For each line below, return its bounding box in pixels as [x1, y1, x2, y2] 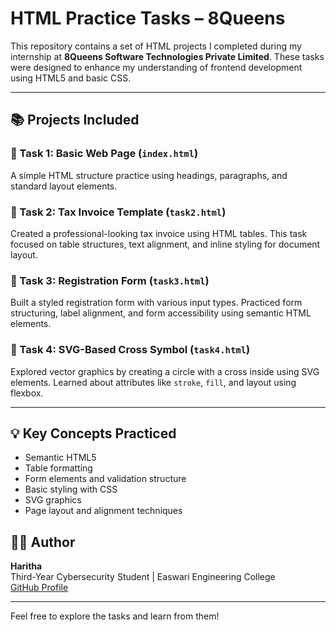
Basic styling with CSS [24, 483, 118, 496]
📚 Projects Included [10, 112, 140, 129]
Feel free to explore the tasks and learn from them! [10, 610, 220, 622]
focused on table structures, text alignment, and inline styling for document [10, 238, 321, 250]
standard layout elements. [10, 180, 118, 192]
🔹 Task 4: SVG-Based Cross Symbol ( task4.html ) [10, 343, 251, 357]
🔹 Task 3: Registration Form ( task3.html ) [10, 273, 210, 287]
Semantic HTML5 [24, 452, 97, 464]
